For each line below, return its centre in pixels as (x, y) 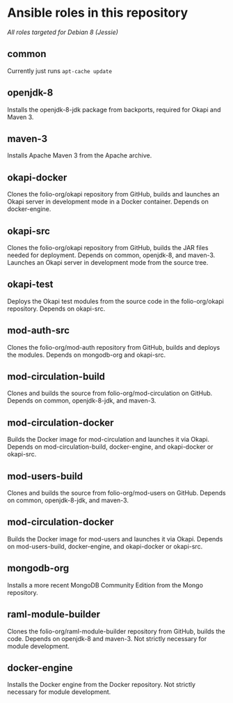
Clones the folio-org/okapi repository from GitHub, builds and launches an (113, 194)
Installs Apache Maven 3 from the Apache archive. (80, 155)
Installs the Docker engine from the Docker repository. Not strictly (102, 685)
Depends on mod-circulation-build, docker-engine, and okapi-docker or (110, 447)
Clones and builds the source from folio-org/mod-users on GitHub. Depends (116, 493)
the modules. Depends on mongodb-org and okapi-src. (87, 355)
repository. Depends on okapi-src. (56, 309)
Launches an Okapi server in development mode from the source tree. (108, 262)
